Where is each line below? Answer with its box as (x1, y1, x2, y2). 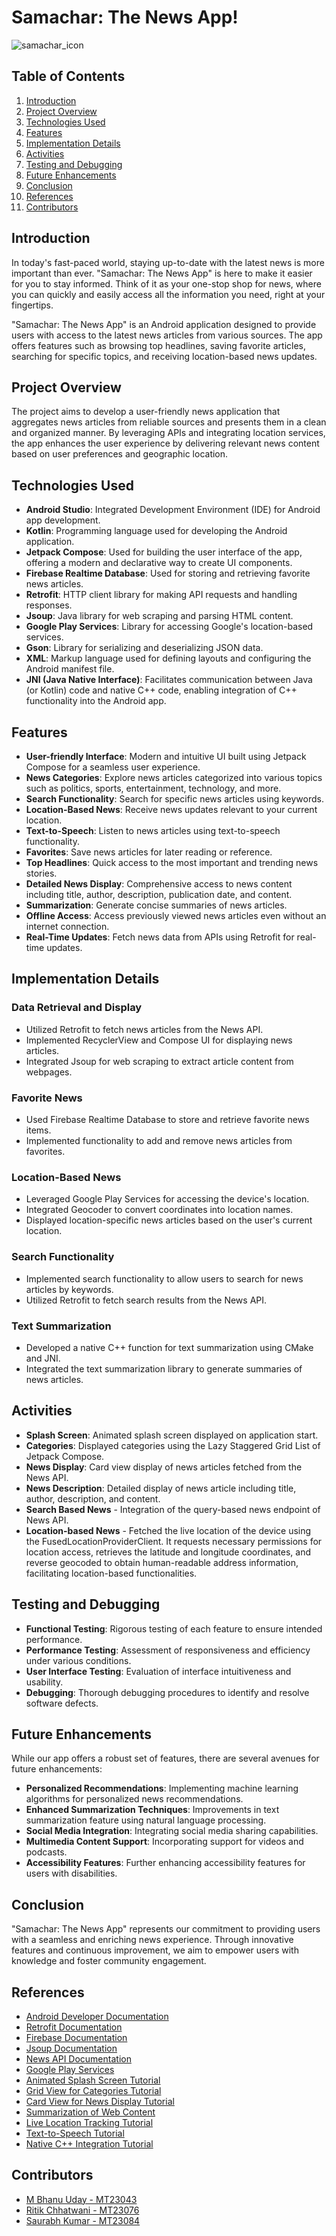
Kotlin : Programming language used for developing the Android (25, 525, 288, 537)
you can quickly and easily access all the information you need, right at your (11, 288, 326, 300)
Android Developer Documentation (25, 2010, 169, 2022)
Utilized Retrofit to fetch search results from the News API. (25, 1294, 268, 1306)
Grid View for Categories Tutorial (25, 2084, 162, 2096)
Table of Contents (11, 68, 126, 85)
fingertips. (11, 299, 54, 311)
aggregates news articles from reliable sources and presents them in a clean (11, 416, 327, 428)
